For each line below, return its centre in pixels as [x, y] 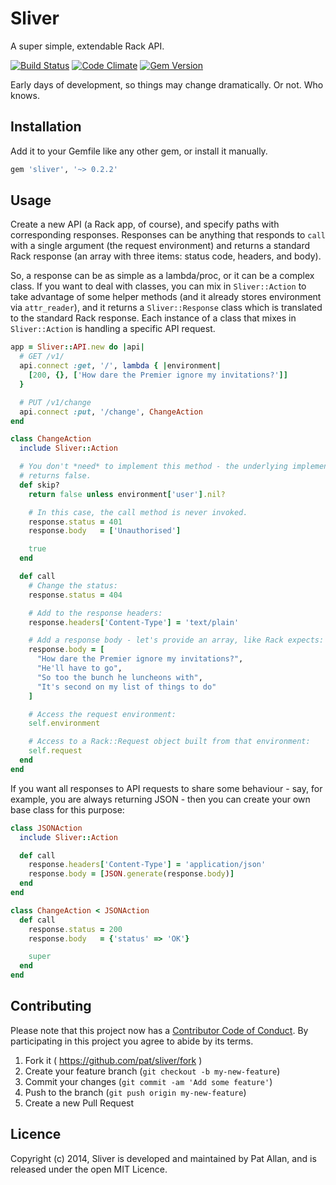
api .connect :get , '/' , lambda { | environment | [120, 366]
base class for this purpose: [67, 809]
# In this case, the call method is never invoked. [138, 512]
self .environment [64, 723]
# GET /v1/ [42, 357]
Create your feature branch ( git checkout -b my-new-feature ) [152, 1071]
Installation [46, 127]
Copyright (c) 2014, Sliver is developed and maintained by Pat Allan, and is [163, 1158]
